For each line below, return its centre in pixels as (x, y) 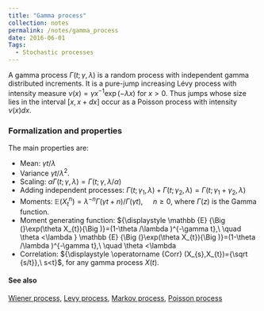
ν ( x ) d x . (20, 110)
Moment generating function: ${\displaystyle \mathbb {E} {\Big (122, 220)
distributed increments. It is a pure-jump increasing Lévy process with (122, 83)
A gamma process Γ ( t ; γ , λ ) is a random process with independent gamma (129, 75)
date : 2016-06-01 (37, 38)
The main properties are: (48, 148)
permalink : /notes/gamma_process (63, 30)
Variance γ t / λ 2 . (44, 172)
